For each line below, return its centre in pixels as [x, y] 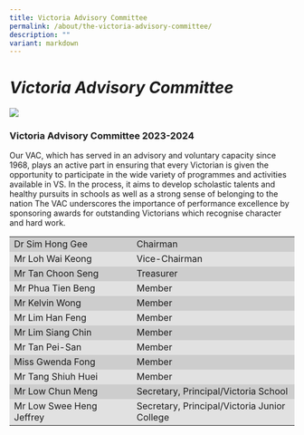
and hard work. [38, 223]
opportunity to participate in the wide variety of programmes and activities [148, 175]
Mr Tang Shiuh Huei [56, 377]
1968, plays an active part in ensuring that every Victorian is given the [139, 165]
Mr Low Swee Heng [56, 406]
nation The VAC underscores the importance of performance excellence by [149, 204]
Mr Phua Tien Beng [55, 288]
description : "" [40, 34]
